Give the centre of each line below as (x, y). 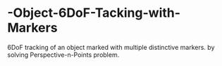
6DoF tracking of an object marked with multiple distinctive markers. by (111, 47)
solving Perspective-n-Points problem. (63, 55)
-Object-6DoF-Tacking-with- (94, 13)
